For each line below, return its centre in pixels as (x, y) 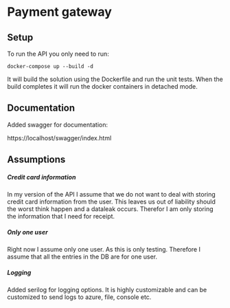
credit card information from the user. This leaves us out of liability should (112, 202)
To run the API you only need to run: (58, 54)
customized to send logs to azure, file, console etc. (79, 297)
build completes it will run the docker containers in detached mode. (102, 86)
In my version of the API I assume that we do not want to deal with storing (112, 195)
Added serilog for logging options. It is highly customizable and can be (107, 290)
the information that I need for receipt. (61, 217)
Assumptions (36, 160)
